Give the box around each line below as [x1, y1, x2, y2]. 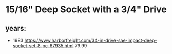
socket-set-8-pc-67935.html [12, 43, 74, 49]
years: [5, 24, 27, 33]
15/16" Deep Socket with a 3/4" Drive [5, 4, 167, 15]
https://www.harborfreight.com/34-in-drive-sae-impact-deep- [24, 37, 157, 43]
